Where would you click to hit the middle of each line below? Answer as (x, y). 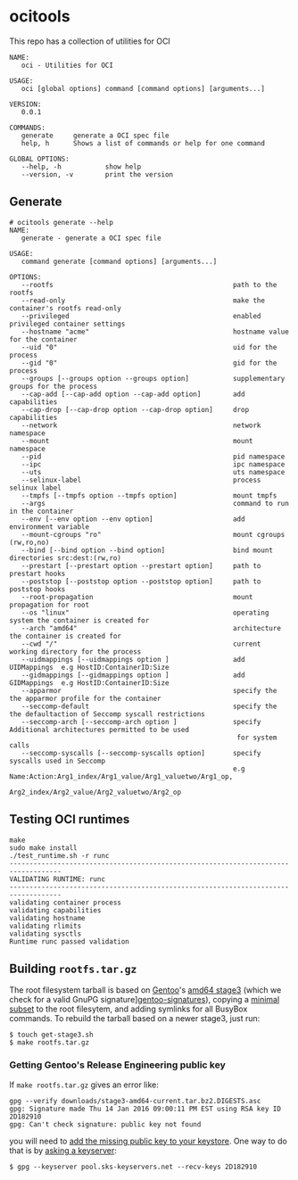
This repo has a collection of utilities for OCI (90, 41)
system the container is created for (79, 620)
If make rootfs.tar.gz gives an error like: (84, 1085)
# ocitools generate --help (62, 222)
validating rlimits (46, 926)
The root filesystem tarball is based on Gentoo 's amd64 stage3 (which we (145, 990)
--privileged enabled (141, 316)
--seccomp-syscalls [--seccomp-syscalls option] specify (141, 753)
